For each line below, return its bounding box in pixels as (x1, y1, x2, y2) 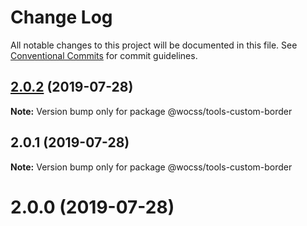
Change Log (10, 6, 113, 29)
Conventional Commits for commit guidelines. (10, 49, 198, 61)
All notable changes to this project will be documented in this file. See (10, 39, 298, 51)
